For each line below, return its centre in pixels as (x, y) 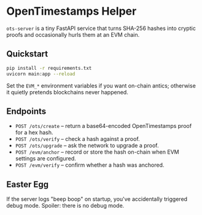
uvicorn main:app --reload (41, 74)
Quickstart (27, 54)
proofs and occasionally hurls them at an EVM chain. (73, 34)
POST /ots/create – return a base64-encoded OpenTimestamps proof (103, 126)
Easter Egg (28, 184)
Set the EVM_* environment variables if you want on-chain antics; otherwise (101, 85)
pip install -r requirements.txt (49, 68)
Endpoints (26, 111)
